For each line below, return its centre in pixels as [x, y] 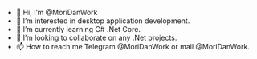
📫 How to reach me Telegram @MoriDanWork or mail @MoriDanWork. [133, 47]
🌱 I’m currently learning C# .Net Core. [78, 29]
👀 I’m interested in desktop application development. [103, 21]
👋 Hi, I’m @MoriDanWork [57, 12]
